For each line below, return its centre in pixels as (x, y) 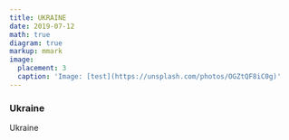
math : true (30, 34)
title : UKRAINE (38, 18)
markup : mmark (36, 51)
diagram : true (36, 43)
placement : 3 (42, 69)
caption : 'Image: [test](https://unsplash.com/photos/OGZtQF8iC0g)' (149, 77)
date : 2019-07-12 (42, 26)
